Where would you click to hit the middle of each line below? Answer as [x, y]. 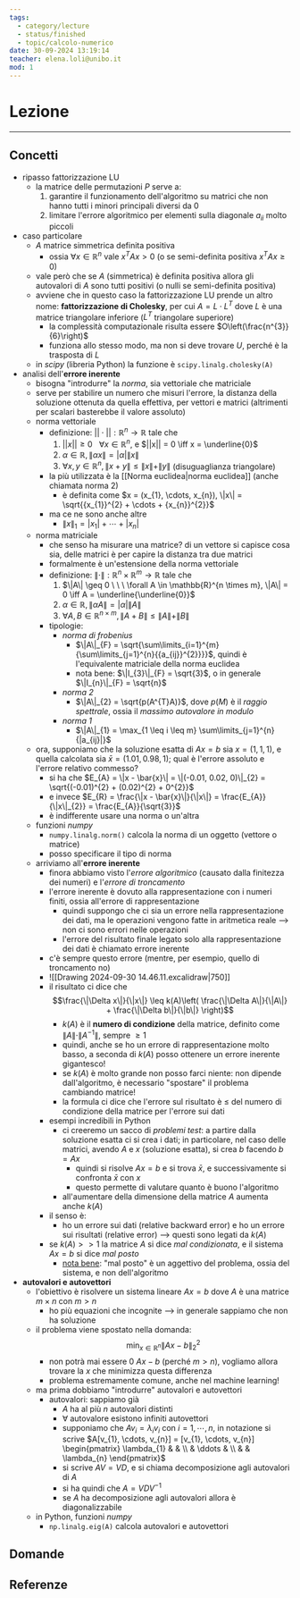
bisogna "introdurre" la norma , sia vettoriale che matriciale [143, 383]
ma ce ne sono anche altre [98, 514]
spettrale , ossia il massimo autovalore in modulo [165, 711]
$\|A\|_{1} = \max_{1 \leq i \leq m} [136, 730]
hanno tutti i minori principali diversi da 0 [124, 206]
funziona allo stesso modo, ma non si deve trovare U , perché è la [168, 346]
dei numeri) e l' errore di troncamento [117, 882]
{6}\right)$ [69, 336]
